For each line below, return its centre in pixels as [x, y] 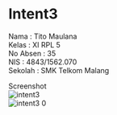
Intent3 [33, 14]
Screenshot [27, 86]
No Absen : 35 [32, 53]
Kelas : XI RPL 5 [34, 44]
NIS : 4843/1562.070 [43, 62]
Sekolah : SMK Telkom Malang [59, 70]
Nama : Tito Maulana [43, 36]
